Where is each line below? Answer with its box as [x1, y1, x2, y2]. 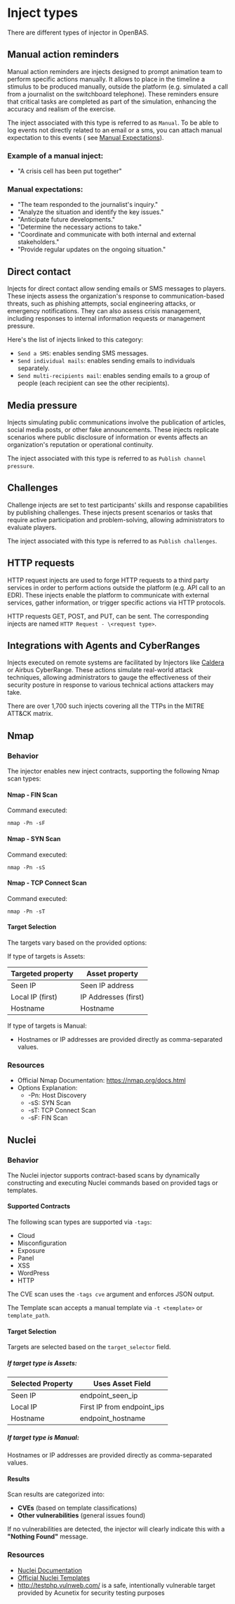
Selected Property [11, 1379, 74, 1389]
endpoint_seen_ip [79, 1391, 138, 1401]
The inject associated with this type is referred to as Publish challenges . [7, 536, 217, 545]
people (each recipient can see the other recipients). [17, 379, 170, 388]
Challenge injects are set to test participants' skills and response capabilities [7, 500, 229, 509]
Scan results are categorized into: [7, 1490, 105, 1498]
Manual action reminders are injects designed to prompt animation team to [7, 67, 223, 75]
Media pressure [7, 399, 78, 411]
